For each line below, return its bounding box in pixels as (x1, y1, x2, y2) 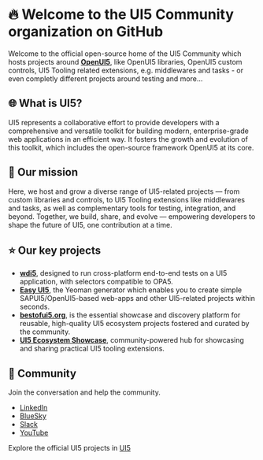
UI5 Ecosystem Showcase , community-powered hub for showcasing (19, 336, 244, 345)
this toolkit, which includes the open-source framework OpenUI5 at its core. (8, 143, 254, 152)
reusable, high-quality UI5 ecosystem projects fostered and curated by (19, 319, 250, 328)
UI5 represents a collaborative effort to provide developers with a (8, 117, 220, 127)
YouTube (19, 428, 49, 438)
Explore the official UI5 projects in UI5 (8, 443, 131, 453)
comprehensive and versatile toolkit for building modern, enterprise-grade (8, 126, 250, 135)
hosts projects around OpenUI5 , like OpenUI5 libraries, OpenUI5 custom (8, 57, 243, 66)
